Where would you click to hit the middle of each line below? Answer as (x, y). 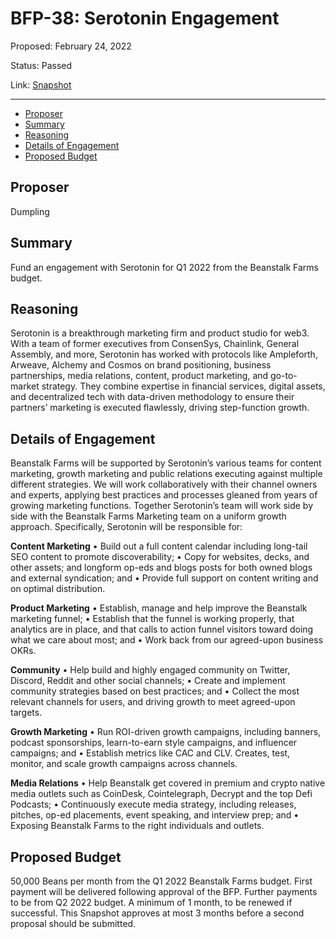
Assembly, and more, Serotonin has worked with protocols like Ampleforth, (164, 354)
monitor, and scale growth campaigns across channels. (124, 764)
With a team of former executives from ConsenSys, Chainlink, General (155, 344)
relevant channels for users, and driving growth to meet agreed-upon (153, 702)
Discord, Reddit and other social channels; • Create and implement (148, 681)
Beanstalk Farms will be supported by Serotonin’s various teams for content (166, 463)
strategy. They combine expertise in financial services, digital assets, (183, 386)
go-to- (284, 376)
